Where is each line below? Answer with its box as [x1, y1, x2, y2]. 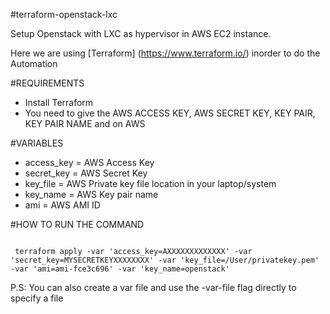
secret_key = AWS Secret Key [24, 167, 148, 179]
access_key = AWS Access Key [24, 157, 155, 168]
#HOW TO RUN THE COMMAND [10, 219, 145, 230]
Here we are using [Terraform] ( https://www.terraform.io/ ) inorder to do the [10, 47, 321, 59]
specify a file [10, 292, 64, 304]
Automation [10, 58, 58, 69]
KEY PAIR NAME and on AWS [24, 118, 146, 129]
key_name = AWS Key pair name [24, 189, 159, 200]
